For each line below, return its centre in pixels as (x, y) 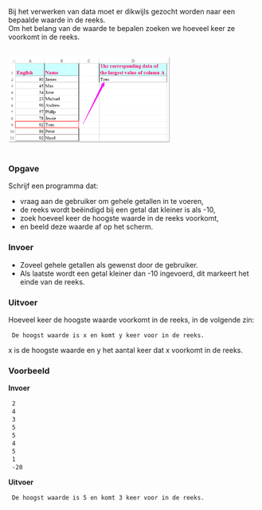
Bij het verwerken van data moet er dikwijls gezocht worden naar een (122, 12)
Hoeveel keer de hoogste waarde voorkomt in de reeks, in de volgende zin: (131, 320)
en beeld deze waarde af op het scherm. (86, 227)
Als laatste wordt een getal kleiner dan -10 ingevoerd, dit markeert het (134, 273)
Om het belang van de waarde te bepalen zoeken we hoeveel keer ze (122, 28)
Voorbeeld (29, 371)
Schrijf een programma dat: (53, 186)
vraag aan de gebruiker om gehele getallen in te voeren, (112, 202)
